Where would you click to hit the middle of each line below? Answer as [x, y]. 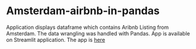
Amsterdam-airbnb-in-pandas [83, 11]
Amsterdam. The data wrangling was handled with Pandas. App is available [98, 33]
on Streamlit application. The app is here [56, 40]
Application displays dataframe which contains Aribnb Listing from [88, 27]
